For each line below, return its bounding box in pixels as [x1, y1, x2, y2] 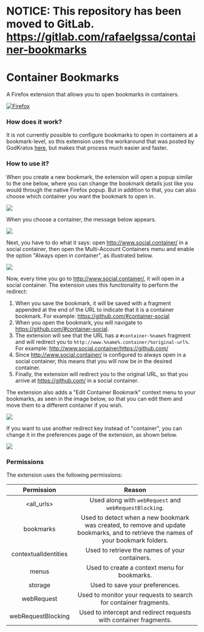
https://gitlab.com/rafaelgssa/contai [6, 30, 196, 44]
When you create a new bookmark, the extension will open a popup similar [6, 173, 193, 180]
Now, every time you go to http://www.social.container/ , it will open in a [6, 275, 185, 282]
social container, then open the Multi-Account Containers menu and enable [6, 245, 194, 252]
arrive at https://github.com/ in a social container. [15, 377, 139, 384]
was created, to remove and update [84, 521, 186, 529]
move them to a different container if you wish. [6, 402, 123, 409]
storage [28, 581, 50, 590]
